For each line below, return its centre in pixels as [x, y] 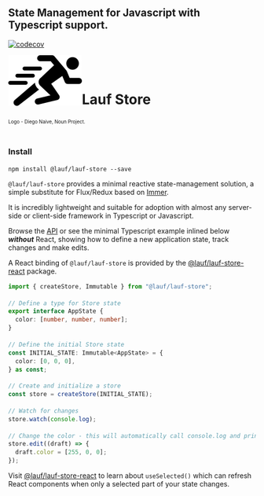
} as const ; [27, 369]
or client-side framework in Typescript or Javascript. [108, 215]
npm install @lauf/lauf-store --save [70, 169]
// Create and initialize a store [65, 386]
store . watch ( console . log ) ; [52, 419]
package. [42, 271]
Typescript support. [58, 26]
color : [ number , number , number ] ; [71, 320]
